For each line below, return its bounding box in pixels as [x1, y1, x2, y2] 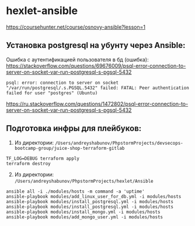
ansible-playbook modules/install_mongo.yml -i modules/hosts [6, 209, 161, 215]
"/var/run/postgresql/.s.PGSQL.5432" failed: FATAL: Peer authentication [6, 85, 190, 91]
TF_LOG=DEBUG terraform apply [6, 155, 80, 162]
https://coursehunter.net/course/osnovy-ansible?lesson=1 [6, 23, 146, 30]
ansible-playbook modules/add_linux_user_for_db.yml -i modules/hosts [6, 193, 182, 200]
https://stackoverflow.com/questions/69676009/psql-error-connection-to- [6, 62, 186, 69]
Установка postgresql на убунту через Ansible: [6, 40, 186, 50]
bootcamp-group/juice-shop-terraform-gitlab [14, 145, 125, 151]
